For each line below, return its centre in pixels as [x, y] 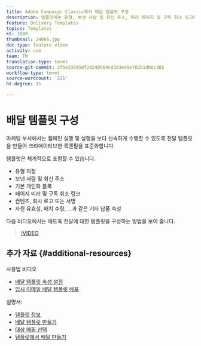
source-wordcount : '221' [37, 78]
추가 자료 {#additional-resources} [69, 254]
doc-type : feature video [37, 45]
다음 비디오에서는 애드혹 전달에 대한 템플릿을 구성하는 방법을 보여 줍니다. [91, 221]
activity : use [24, 51]
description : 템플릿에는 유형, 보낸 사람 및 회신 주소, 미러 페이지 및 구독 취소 [94, 17]
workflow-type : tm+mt [33, 73]
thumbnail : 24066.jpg [33, 39]
